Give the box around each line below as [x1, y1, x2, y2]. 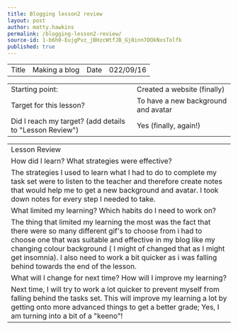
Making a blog [32, 65, 80, 74]
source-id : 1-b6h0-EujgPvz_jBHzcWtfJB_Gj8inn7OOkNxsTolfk [7, 37, 182, 44]
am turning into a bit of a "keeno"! [11, 311, 123, 321]
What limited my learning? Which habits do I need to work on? [11, 206, 217, 215]
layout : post [7, 17, 46, 24]
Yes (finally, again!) [137, 121, 200, 130]
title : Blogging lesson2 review [7, 10, 103, 18]
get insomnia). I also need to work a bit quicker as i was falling [11, 253, 217, 262]
